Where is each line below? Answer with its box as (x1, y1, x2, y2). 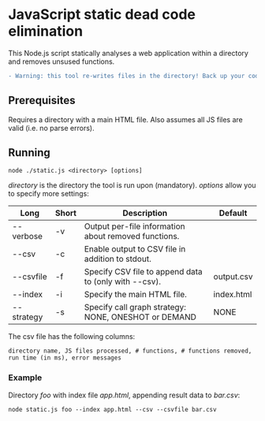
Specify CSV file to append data (84, 266, 203, 278)
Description (122, 207, 168, 218)
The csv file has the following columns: (8, 332, 136, 341)
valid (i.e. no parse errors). (8, 123, 95, 132)
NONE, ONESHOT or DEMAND (84, 311, 197, 322)
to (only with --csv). (84, 276, 162, 287)
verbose (12, 231, 43, 242)
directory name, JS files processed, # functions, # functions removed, (8, 347, 252, 356)
